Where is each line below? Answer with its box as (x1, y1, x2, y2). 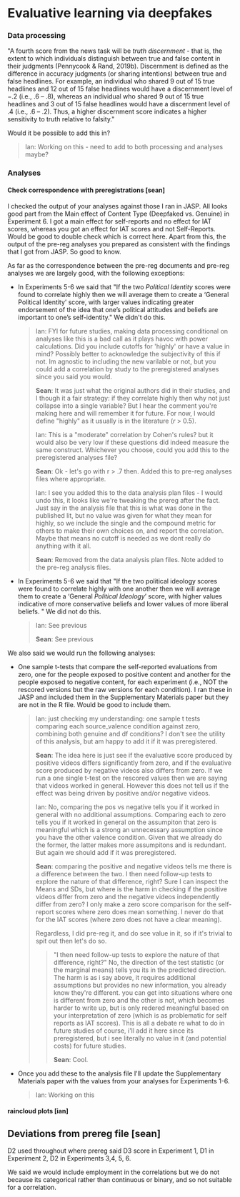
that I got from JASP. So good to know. (7, 247, 121, 256)
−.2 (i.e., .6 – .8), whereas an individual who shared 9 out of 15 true (7, 92, 204, 101)
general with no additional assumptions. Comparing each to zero (35, 810, 226, 818)
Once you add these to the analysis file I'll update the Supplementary (17, 1069, 221, 1078)
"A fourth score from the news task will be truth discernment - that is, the (7, 46, 223, 55)
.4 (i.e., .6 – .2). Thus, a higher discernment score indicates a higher (7, 107, 207, 116)
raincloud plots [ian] (7, 1107, 69, 1116)
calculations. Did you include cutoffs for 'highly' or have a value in (35, 341, 230, 351)
